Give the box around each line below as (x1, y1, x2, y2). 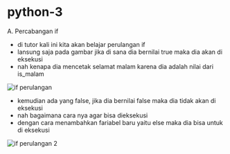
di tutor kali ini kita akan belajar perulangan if (17, 40, 145, 48)
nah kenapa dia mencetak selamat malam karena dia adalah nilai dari (17, 62, 213, 70)
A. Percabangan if (7, 27, 59, 35)
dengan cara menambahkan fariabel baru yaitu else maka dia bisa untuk (17, 118, 224, 126)
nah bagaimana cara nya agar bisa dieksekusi (17, 111, 148, 119)
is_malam (17, 70, 45, 78)
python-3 (7, 4, 63, 20)
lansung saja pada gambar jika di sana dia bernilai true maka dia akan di (17, 48, 223, 56)
